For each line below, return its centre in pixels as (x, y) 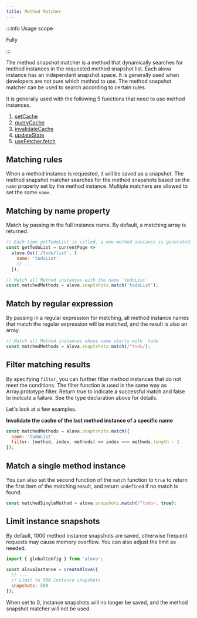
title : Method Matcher (34, 11)
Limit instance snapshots (53, 521)
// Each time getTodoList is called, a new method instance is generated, (99, 242)
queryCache (30, 122)
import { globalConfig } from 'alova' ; (55, 559)
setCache (26, 116)
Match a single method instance (66, 466)
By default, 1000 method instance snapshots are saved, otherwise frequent (97, 535)
